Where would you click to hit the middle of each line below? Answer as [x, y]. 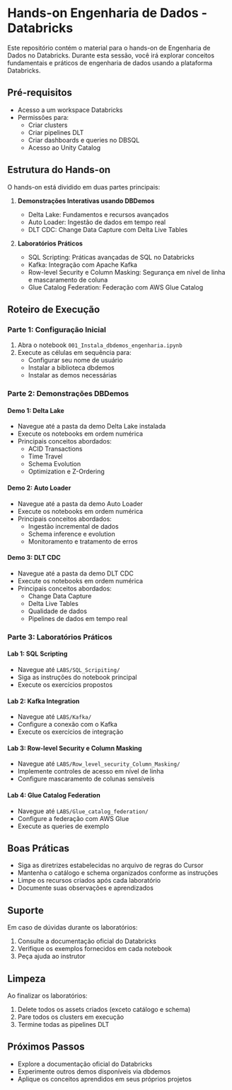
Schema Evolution [54, 464]
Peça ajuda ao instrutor [52, 957]
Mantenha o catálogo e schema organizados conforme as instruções [118, 873]
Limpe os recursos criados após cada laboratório [89, 881]
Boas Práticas [38, 848]
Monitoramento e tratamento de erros [83, 541]
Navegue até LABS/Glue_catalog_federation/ [83, 811]
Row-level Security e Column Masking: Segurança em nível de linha [127, 272]
